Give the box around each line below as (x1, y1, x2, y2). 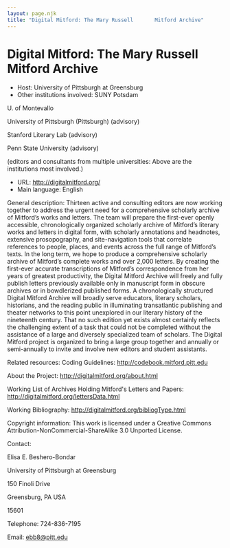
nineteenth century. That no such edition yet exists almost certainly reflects (7, 316, 220, 324)
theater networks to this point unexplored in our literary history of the (7, 308, 203, 317)
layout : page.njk (7, 10, 57, 17)
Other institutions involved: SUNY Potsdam (16, 91, 139, 99)
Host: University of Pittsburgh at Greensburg (16, 83, 143, 92)
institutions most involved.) (7, 165, 84, 173)
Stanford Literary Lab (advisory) (7, 131, 98, 139)
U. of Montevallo (7, 104, 54, 112)
